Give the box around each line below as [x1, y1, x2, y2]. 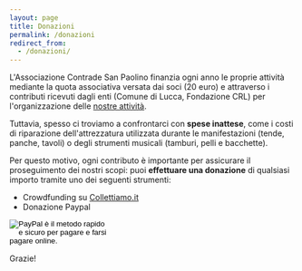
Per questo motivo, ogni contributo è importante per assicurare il [9, 155, 251, 166]
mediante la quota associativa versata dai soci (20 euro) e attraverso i [9, 82, 270, 92]
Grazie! [9, 253, 36, 264]
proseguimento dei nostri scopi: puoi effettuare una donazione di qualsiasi [9, 165, 290, 176]
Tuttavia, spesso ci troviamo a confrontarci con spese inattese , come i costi [9, 119, 294, 130]
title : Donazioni [9, 22, 75, 31]
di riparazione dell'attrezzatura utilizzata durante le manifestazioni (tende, [9, 128, 285, 139]
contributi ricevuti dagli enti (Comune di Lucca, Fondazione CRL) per [9, 92, 266, 102]
